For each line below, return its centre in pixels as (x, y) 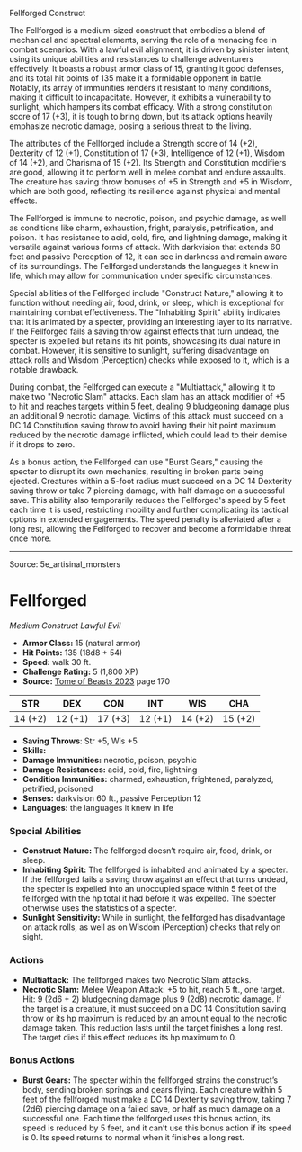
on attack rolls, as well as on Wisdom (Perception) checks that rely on (151, 927)
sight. (33, 937)
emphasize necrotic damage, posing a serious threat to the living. (130, 126)
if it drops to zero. (42, 444)
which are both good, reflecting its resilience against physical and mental (145, 191)
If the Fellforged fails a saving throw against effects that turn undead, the (144, 331)
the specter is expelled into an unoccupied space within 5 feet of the (149, 889)
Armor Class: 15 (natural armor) (81, 643)
